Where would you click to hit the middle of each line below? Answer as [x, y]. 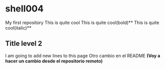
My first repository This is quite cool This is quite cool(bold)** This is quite [82, 22]
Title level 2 [24, 44]
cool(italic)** [18, 27]
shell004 [24, 9]
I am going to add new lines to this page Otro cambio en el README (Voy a [83, 55]
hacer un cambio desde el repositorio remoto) [54, 61]
